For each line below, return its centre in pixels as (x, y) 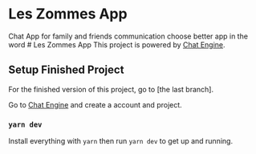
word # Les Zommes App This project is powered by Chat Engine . (117, 44)
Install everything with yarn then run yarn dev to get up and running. (121, 141)
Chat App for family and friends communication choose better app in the (128, 36)
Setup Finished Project (66, 70)
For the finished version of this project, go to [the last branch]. (111, 89)
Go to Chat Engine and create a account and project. (95, 104)
